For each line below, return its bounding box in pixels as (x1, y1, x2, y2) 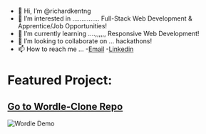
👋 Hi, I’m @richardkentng (17, 7, 91, 15)
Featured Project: (7, 72, 113, 89)
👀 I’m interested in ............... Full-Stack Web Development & (17, 14, 192, 23)
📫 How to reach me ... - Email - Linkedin (17, 45, 134, 53)
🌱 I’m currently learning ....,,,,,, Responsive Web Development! (17, 29, 200, 38)
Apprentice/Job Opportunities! (17, 22, 108, 30)
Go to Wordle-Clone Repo (7, 100, 123, 113)
